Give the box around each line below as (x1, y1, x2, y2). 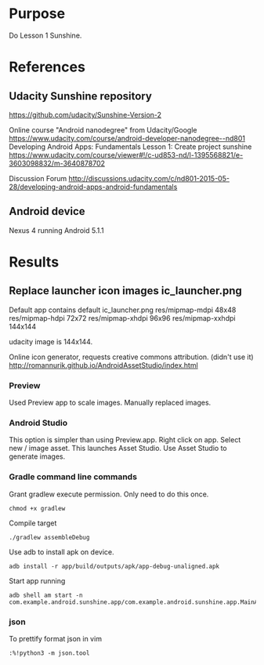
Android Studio (9, 417, 68, 428)
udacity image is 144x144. (9, 336, 93, 346)
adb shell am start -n (9, 591, 83, 599)
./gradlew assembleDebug (9, 533, 90, 541)
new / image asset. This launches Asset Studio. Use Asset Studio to (9, 444, 227, 453)
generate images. (9, 452, 66, 461)
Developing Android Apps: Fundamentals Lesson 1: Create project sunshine (9, 142, 252, 151)
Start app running (9, 576, 66, 585)
